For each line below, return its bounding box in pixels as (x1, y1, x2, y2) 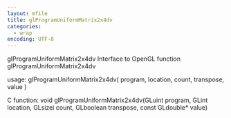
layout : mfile (7, 10, 48, 17)
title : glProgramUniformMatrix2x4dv (7, 17, 113, 23)
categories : (7, 23, 41, 30)
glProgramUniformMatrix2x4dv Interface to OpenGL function (7, 55, 181, 63)
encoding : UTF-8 (7, 36, 54, 43)
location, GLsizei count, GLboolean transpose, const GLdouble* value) (7, 104, 208, 112)
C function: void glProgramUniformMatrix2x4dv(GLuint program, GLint (7, 96, 208, 104)
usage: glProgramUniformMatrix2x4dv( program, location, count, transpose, (7, 75, 225, 83)
